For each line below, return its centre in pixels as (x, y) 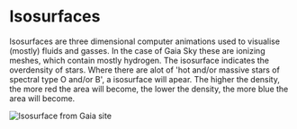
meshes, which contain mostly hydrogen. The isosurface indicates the (139, 60)
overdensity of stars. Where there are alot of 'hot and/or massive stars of (145, 70)
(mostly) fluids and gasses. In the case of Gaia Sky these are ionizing (137, 50)
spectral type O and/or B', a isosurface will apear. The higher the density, (145, 79)
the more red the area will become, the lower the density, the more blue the (149, 89)
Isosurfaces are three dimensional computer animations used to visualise (145, 41)
